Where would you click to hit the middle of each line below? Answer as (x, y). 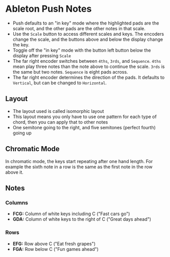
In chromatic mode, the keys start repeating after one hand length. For (79, 161)
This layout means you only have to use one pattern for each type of (84, 116)
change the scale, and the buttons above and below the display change (88, 39)
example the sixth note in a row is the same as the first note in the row (79, 167)
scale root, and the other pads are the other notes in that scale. (79, 28)
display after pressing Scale (42, 55)
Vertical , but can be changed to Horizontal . (60, 83)
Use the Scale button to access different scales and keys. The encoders (88, 34)
